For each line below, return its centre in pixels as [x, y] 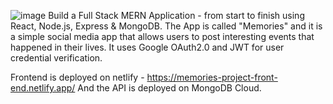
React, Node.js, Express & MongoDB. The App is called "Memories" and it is [166, 26]
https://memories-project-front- [212, 77]
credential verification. [56, 58]
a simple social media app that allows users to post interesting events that [162, 36]
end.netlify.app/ [43, 88]
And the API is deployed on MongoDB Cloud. [169, 88]
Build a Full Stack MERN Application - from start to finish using [176, 15]
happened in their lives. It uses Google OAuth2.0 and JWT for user [147, 47]
